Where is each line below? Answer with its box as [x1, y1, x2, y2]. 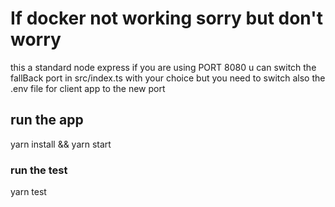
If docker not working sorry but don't [10, 7, 323, 30]
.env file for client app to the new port [10, 82, 166, 94]
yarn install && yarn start [10, 138, 112, 150]
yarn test [10, 186, 47, 198]
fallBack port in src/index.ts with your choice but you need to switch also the [10, 72, 326, 84]
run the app [10, 112, 84, 129]
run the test [10, 163, 68, 177]
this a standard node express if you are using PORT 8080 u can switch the [10, 61, 317, 73]
